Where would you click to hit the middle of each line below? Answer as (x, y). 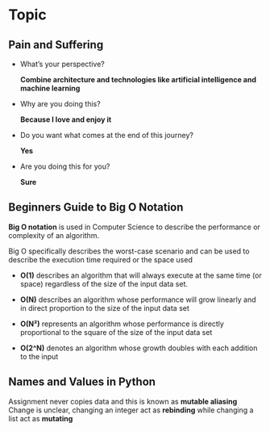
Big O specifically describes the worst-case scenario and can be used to (129, 251)
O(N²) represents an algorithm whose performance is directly (122, 324)
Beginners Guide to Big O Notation (96, 207)
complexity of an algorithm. (54, 235)
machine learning (50, 88)
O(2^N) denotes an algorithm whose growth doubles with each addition (139, 348)
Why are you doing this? (60, 104)
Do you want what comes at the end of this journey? (106, 135)
